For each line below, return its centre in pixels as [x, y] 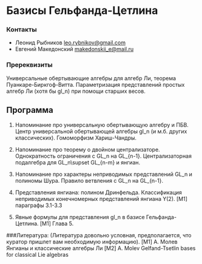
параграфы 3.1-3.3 [39, 205]
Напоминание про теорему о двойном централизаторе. [87, 149]
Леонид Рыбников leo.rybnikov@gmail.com [70, 42]
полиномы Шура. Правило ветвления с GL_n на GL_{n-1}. [89, 180]
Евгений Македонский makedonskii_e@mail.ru [74, 49]
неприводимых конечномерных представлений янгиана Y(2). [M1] [101, 198]
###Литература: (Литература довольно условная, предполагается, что [99, 235]
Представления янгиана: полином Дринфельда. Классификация [98, 192]
